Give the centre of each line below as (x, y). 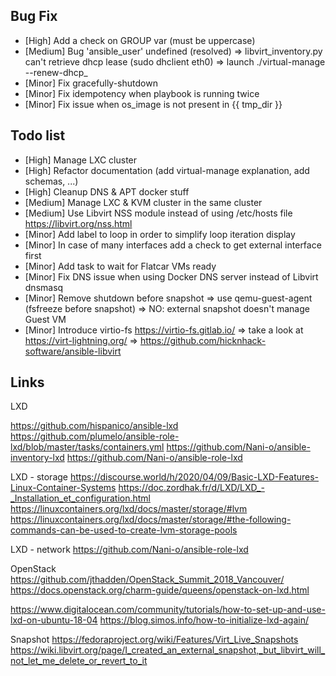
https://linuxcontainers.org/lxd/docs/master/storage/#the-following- (151, 520)
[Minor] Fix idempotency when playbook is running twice (142, 93)
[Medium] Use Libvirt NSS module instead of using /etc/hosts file (158, 213)
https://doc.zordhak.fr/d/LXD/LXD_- (191, 488)
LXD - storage (39, 477)
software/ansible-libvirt (73, 351)
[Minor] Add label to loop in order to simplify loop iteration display (160, 234)
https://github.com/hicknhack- (203, 340)
